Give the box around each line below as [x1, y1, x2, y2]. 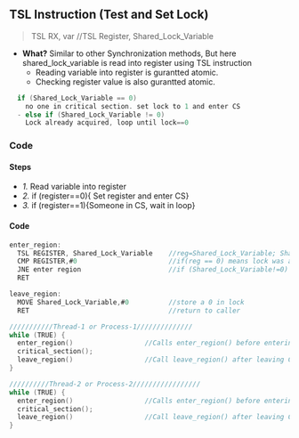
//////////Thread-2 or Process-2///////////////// [9, 379, 201, 388]
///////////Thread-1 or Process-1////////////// [9, 322, 193, 331]
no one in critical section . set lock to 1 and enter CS [25, 101, 241, 110]
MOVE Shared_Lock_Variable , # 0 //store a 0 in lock [17, 297, 245, 306]
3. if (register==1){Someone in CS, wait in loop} [21, 200, 196, 211]
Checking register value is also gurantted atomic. [35, 76, 215, 87]
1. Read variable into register [21, 182, 127, 192]
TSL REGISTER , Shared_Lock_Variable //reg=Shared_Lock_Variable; [17, 248, 277, 257]
